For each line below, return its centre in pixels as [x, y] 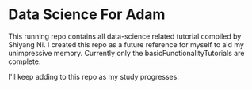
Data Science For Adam [87, 15]
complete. [25, 61]
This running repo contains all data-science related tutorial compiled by [125, 36]
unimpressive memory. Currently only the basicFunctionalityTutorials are [126, 53]
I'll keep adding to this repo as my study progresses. [94, 76]
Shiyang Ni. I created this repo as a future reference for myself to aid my [126, 44]
